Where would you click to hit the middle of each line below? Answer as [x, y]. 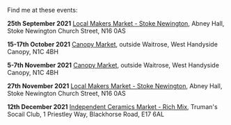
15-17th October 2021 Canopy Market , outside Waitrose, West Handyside [112, 44]
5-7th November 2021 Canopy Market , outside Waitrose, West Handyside [113, 65]
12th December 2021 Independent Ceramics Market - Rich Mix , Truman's [112, 107]
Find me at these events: [42, 10]
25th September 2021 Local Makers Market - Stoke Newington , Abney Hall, [116, 23]
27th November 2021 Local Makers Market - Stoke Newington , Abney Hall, [115, 86]
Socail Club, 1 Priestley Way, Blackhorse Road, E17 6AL [86, 114]
